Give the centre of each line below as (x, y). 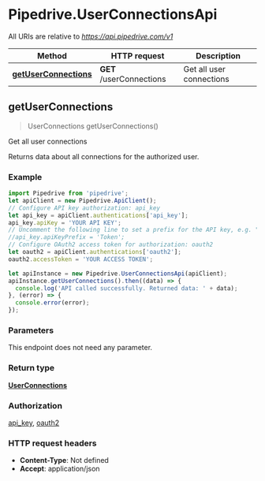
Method (52, 55)
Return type (32, 368)
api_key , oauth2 (34, 423)
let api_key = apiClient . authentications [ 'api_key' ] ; (99, 215)
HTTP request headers (52, 443)
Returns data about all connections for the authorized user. (104, 156)
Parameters (31, 330)
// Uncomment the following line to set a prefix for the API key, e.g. (130, 230)
